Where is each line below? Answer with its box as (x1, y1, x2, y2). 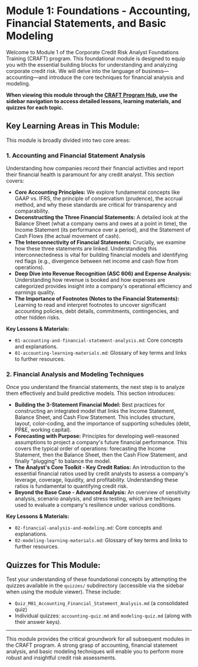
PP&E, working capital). (14, 426, 72, 434)
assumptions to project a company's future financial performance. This (14, 439, 187, 446)
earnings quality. (14, 289, 55, 296)
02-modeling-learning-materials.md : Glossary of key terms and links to (14, 537, 187, 544)
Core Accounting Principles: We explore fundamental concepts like (14, 189, 180, 196)
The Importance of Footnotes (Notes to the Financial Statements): (14, 295, 180, 302)
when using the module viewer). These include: (6, 588, 121, 596)
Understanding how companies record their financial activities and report (6, 165, 184, 172)
